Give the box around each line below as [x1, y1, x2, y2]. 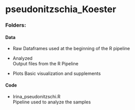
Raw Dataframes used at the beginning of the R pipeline [12, 46, 130, 52]
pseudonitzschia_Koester [5, 4, 116, 15]
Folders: [5, 22, 26, 29]
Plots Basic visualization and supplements [12, 70, 101, 77]
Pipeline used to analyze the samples [12, 99, 91, 105]
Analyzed [12, 55, 33, 61]
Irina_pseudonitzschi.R [12, 93, 61, 99]
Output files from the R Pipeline [12, 61, 79, 67]
